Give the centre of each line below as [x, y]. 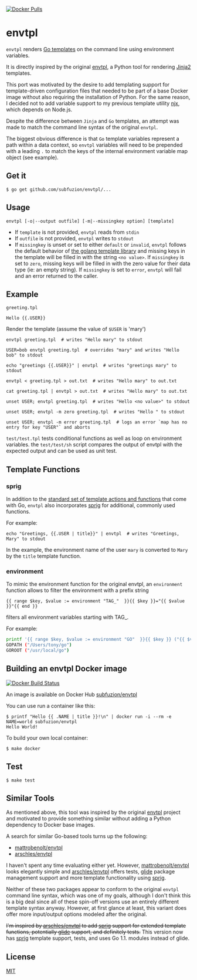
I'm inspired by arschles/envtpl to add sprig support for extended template [96, 926]
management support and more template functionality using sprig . [86, 878]
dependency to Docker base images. [51, 825]
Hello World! [22, 727]
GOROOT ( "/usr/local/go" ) [38, 651]
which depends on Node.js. [39, 110]
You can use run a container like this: [51, 706]
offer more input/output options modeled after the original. [77, 914]
